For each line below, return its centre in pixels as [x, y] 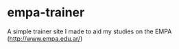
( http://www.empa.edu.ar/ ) [45, 38]
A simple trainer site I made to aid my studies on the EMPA [89, 31]
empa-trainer [46, 13]
